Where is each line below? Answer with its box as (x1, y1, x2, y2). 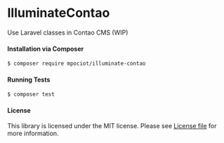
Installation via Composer (7, 44, 84, 53)
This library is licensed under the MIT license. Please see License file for (7, 122, 217, 130)
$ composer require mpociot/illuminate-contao (7, 60, 146, 68)
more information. (7, 129, 59, 138)
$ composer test (7, 91, 55, 98)
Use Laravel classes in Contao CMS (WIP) (7, 28, 129, 37)
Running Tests (7, 75, 51, 84)
